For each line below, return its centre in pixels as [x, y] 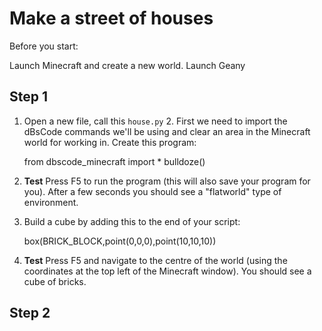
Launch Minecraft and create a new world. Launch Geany [127, 65]
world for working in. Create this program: [110, 142]
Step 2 [30, 313]
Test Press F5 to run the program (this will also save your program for [167, 181]
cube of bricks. [55, 281]
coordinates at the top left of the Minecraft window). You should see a [167, 271]
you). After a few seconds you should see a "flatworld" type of [152, 191]
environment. [51, 202]
